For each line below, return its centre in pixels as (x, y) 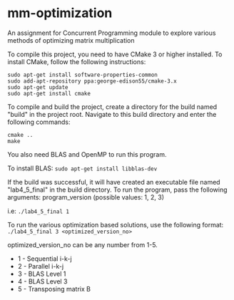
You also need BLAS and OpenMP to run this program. (87, 154)
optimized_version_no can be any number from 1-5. (83, 244)
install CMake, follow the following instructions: (77, 61)
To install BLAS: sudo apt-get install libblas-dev (82, 168)
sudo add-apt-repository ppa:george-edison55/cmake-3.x (92, 81)
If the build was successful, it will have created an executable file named (114, 182)
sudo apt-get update (38, 87)
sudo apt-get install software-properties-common (83, 75)
